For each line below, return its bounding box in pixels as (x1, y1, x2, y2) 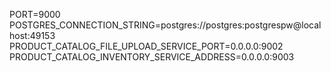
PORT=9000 (9, 9, 61, 20)
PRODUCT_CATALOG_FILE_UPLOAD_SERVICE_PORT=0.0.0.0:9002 (9, 40, 284, 52)
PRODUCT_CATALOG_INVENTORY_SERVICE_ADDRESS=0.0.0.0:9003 (9, 51, 295, 63)
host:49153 (9, 30, 56, 41)
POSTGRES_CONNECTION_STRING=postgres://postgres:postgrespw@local (9, 19, 322, 31)
